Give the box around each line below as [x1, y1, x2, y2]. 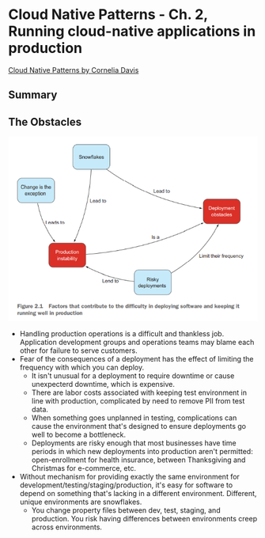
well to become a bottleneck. [31, 430, 127, 439]
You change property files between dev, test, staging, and [31, 506, 221, 515]
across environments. [31, 522, 103, 532]
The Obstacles [8, 115, 82, 128]
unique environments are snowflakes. [19, 497, 142, 506]
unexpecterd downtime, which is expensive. [31, 380, 176, 388]
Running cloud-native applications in [8, 22, 256, 40]
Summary [8, 89, 58, 102]
